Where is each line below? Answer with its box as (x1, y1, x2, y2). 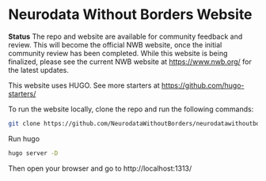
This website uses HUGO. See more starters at (8, 81, 160, 90)
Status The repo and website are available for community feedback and (8, 32, 243, 41)
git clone (8, 119, 41, 127)
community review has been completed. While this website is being (8, 48, 228, 58)
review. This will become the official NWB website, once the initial (8, 40, 222, 49)
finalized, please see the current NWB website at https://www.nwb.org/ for (8, 57, 252, 66)
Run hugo (8, 134, 40, 143)
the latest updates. (8, 65, 70, 74)
